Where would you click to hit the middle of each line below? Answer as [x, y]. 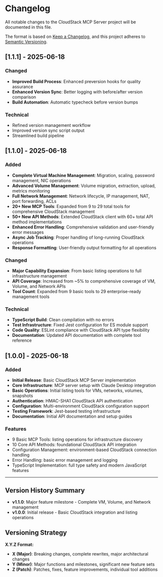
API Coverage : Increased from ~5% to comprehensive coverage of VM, [84, 281]
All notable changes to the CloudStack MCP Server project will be [71, 22]
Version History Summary [45, 490]
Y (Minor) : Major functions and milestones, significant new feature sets [83, 564]
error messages [28, 232]
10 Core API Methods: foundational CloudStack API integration [74, 445]
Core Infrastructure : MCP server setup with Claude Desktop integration [84, 385]
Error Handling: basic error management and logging [65, 460]
